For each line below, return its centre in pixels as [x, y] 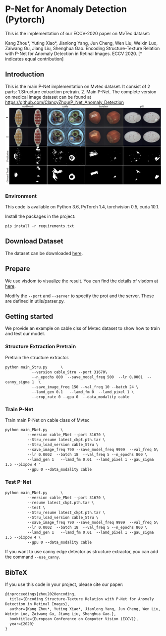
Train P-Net [19, 409]
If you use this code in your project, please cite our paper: [64, 584]
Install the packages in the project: [40, 216]
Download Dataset [34, 241]
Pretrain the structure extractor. [37, 357]
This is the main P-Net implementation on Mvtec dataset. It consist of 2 [78, 86]
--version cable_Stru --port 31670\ [69, 372]
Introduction [25, 75]
